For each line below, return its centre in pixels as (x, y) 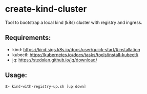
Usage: (16, 75)
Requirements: (28, 38)
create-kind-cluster (46, 9)
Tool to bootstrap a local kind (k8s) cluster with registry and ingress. (74, 22)
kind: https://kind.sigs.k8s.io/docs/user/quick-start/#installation (76, 49)
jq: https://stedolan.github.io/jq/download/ (55, 60)
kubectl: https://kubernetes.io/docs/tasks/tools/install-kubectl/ (75, 55)
